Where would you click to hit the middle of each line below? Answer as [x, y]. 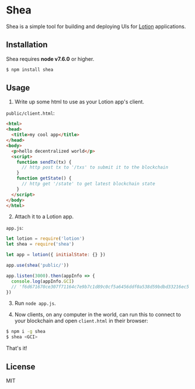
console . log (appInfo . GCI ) [43, 281]
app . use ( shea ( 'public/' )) [37, 266]
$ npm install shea [30, 70]
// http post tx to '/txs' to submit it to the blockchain [95, 167]
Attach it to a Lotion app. [44, 216]
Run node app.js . [35, 303]
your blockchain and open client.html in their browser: [81, 321]
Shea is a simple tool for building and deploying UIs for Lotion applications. [96, 26]
